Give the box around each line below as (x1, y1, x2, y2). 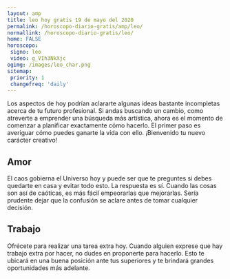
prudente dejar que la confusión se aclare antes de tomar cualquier (7, 196, 198, 205)
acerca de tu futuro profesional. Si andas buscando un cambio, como (7, 107, 204, 115)
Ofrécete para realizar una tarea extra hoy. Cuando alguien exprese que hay (7, 242, 223, 250)
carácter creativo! (7, 136, 58, 145)
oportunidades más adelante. (7, 263, 91, 272)
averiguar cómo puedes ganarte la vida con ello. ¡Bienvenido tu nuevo (7, 129, 205, 137)
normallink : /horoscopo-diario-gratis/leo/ (7, 29, 134, 37)
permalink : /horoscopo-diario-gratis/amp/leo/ (7, 23, 143, 30)
